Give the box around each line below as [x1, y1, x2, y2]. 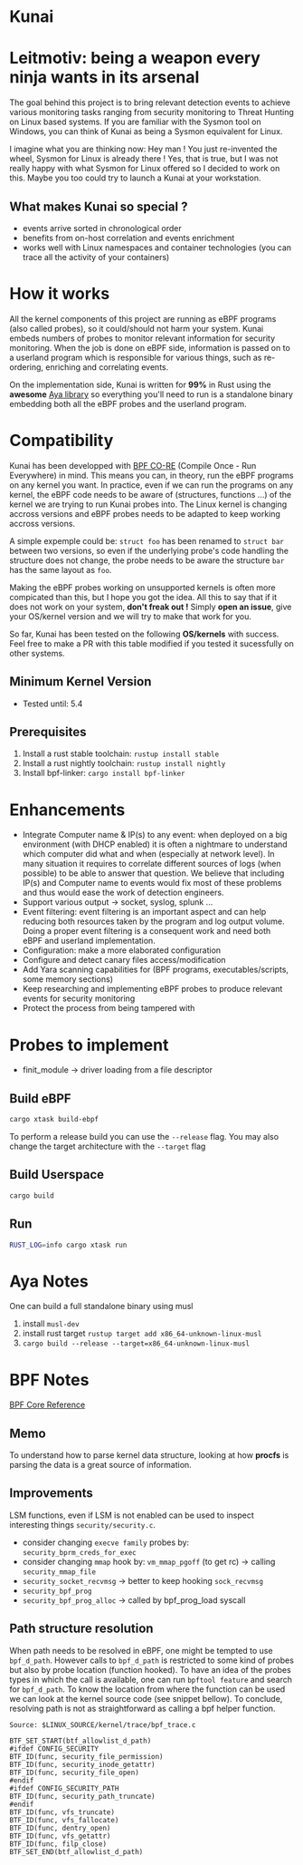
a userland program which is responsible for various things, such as [9, 352, 262, 363]
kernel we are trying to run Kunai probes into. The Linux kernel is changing [9, 499, 288, 510]
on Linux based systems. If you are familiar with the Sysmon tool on [9, 116, 261, 128]
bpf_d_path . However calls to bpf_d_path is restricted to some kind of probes [9, 1655, 294, 1666]
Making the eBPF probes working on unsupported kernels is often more [9, 582, 276, 593]
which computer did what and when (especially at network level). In [22, 849, 275, 860]
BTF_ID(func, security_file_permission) [9, 1752, 165, 1761]
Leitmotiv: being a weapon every [9, 48, 260, 69]
